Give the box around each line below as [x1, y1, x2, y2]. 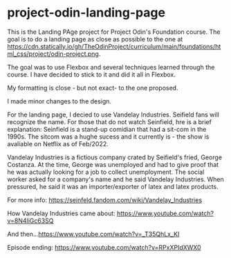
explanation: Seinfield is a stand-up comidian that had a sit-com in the [7, 125, 207, 133]
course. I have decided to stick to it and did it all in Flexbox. [7, 70, 176, 79]
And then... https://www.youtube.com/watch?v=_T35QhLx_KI [7, 230, 180, 238]
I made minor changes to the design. [7, 97, 112, 105]
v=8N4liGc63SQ [7, 216, 54, 225]
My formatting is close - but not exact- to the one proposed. [7, 83, 178, 92]
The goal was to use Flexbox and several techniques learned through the [7, 63, 215, 71]
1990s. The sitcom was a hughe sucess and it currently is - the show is [7, 132, 210, 141]
